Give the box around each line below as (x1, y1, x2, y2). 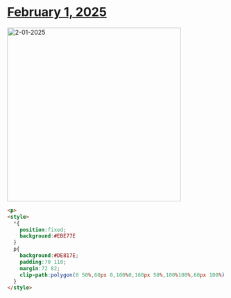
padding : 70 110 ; (19, 258, 67, 265)
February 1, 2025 (7, 4, 108, 20)
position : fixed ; (19, 226, 67, 233)
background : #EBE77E (19, 233, 76, 240)
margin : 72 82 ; (19, 265, 60, 272)
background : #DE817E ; (19, 252, 79, 259)
